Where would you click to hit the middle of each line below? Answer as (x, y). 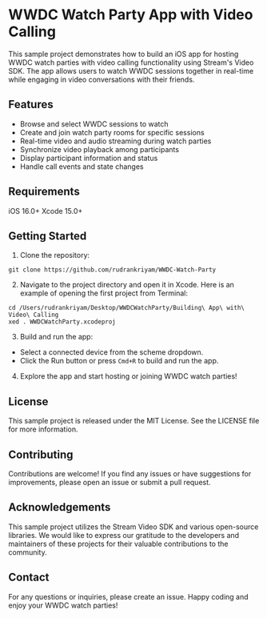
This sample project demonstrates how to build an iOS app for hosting (124, 54)
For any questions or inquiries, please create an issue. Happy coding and (129, 596)
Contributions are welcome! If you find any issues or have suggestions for (130, 474)
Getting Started (48, 236)
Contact (29, 578)
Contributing (41, 454)
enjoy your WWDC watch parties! (63, 605)
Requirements (44, 192)
